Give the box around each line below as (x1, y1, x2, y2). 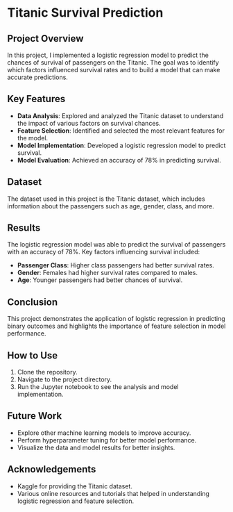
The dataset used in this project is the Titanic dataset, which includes (7, 195, 206, 203)
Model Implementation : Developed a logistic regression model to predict (17, 141, 226, 149)
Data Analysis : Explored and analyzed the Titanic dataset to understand (17, 111, 224, 119)
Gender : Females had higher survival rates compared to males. (17, 269, 198, 277)
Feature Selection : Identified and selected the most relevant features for (17, 126, 225, 135)
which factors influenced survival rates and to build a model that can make (7, 66, 221, 74)
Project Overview (7, 33, 84, 44)
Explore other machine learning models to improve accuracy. (17, 429, 191, 437)
